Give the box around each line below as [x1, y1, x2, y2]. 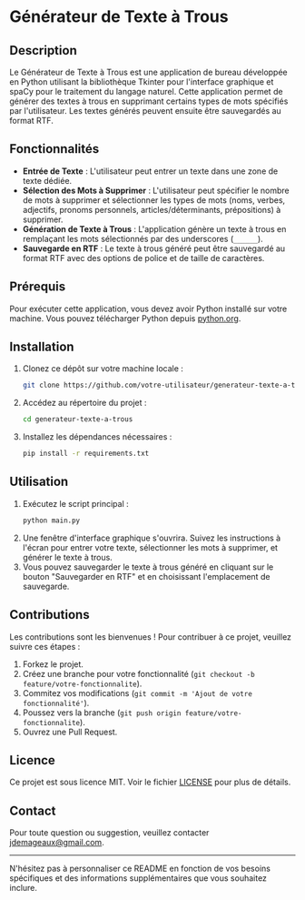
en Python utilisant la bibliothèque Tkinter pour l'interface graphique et [9, 76, 274, 87]
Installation [9, 339, 74, 355]
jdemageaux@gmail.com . [9, 837, 104, 848]
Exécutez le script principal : [22, 498, 129, 509]
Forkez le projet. [22, 658, 84, 670]
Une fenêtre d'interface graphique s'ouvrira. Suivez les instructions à [22, 532, 281, 543]
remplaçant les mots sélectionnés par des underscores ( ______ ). [22, 233, 263, 244]
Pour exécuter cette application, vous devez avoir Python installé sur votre [9, 303, 288, 314]
